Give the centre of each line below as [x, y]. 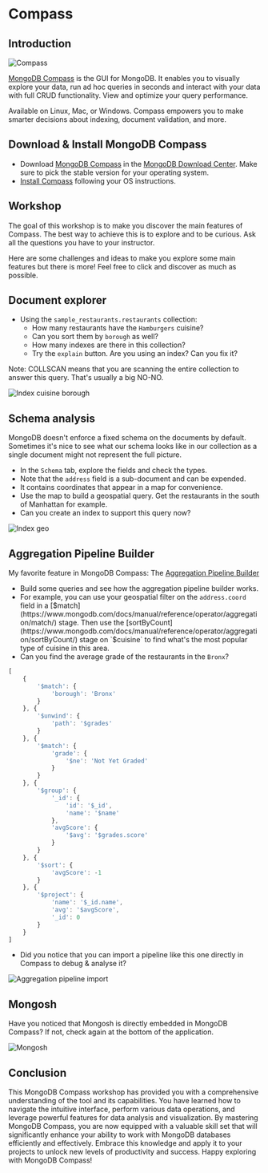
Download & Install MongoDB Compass [108, 145]
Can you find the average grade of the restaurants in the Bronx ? [124, 657]
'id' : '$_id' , [89, 805]
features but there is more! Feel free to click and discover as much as [122, 266]
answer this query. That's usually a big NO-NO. [86, 378]
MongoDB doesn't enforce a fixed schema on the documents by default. [127, 438]
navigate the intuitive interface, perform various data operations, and [122, 1109]
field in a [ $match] [50, 605]
